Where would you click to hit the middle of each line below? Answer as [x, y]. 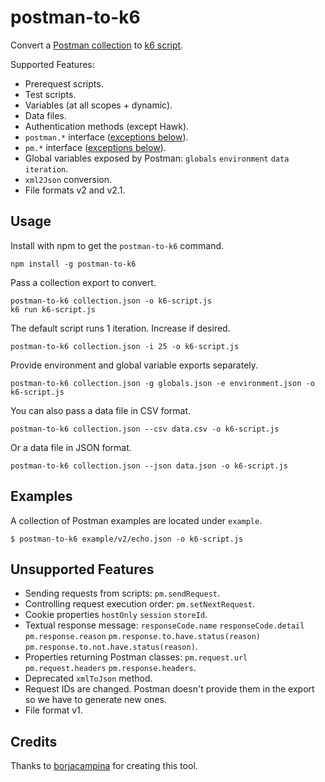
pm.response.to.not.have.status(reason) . [111, 647]
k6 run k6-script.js [53, 309]
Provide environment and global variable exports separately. [134, 365]
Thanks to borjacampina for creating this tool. [104, 766]
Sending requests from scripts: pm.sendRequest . [122, 593]
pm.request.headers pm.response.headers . [110, 668]
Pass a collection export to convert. [83, 282]
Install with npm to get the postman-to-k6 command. [117, 245]
